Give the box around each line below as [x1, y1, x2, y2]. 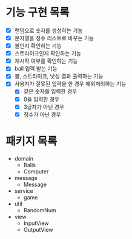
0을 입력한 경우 [23, 95, 60, 103]
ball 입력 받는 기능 [14, 65, 58, 72]
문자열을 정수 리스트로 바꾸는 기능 [14, 35, 94, 41]
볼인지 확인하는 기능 [14, 42, 62, 49]
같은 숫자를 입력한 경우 [23, 88, 78, 95]
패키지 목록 [5, 134, 58, 148]
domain [14, 154, 34, 162]
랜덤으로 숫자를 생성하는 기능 [14, 27, 83, 34]
